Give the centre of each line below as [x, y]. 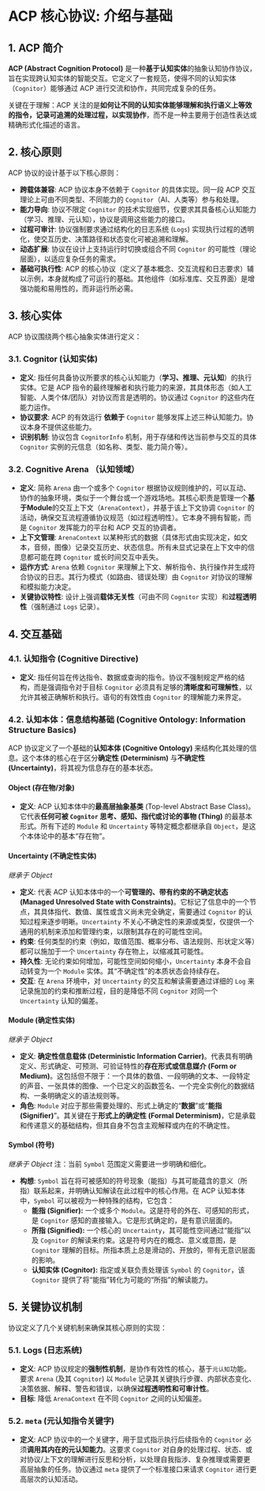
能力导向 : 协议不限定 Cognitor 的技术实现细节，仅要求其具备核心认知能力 [138, 209]
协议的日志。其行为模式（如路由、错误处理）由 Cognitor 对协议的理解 [139, 577]
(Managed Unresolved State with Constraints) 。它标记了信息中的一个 [134, 901]
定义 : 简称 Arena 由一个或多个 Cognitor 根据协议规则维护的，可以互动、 [135, 488]
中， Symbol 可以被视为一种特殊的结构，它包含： [97, 1201]
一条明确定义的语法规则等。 [78, 1095]
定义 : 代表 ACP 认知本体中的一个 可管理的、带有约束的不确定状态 [124, 892]
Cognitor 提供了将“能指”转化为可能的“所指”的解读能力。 [122, 1280]
